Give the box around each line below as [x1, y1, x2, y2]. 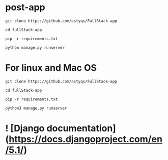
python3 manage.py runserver [5, 105, 67, 111]
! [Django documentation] [5, 123, 116, 134]
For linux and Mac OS [5, 62, 97, 74]
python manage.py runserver [5, 45, 65, 50]
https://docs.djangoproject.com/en [9, 134, 163, 145]
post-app [5, 2, 45, 13]
